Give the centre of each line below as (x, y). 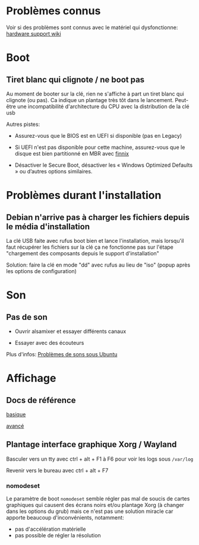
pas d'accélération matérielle (50, 529)
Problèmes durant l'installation (84, 196)
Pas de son (27, 317)
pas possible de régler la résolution (58, 536)
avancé (15, 426)
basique (16, 414)
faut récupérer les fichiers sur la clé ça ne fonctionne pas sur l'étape (90, 247)
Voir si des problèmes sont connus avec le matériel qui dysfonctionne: (92, 27)
